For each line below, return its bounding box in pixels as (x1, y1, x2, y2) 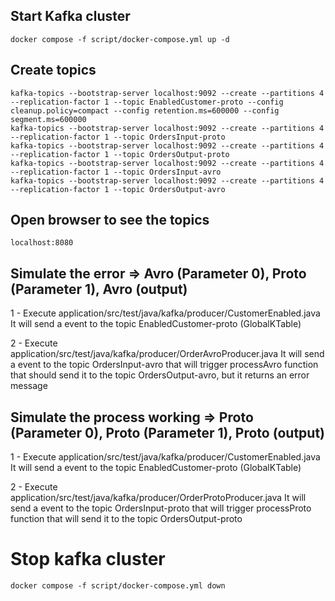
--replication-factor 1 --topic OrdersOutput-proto (10, 149, 230, 159)
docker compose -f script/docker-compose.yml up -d (10, 34, 230, 44)
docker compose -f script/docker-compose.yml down (10, 581, 226, 591)
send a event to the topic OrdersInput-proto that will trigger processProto (10, 502, 312, 514)
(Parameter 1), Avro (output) (10, 280, 188, 298)
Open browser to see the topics (10, 212, 210, 229)
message (10, 380, 48, 392)
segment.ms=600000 (10, 114, 87, 124)
